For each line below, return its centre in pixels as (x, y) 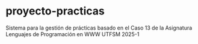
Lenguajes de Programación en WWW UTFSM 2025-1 (73, 34)
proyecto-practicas (55, 11)
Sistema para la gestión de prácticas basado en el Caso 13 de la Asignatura (99, 28)
